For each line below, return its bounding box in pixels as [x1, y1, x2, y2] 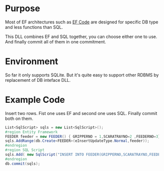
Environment [5, 56, 59, 67]
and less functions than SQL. [5, 24, 63, 30]
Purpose [5, 3, 41, 14]
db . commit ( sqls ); [5, 161, 41, 166]
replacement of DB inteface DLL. [5, 77, 71, 83]
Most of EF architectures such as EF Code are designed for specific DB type [5, 19, 159, 25]
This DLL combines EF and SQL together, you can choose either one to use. [5, 34, 158, 39]
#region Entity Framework [5, 130, 58, 134]
